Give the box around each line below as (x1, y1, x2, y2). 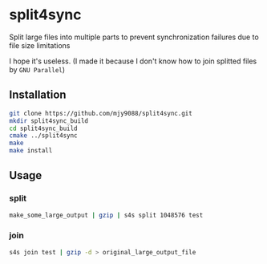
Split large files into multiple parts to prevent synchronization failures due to (9, 32, 259, 42)
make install (9, 147, 53, 155)
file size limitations (9, 40, 71, 50)
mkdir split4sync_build (9, 116, 89, 125)
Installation (9, 88, 67, 102)
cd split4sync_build (9, 124, 79, 132)
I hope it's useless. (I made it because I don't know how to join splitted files (9, 56, 257, 66)
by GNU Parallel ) (9, 64, 66, 74)
